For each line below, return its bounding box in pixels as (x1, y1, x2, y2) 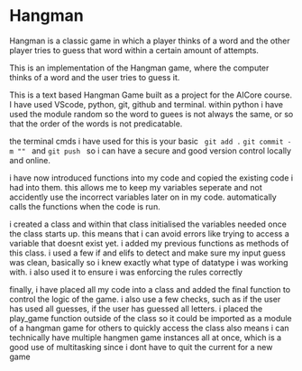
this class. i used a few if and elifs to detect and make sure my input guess (9, 247, 286, 258)
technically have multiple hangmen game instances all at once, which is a (9, 331, 282, 343)
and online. (9, 154, 51, 165)
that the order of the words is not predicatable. (9, 118, 183, 129)
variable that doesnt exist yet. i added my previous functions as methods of (9, 237, 289, 248)
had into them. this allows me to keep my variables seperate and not (9, 181, 263, 192)
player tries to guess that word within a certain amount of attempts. (9, 44, 260, 55)
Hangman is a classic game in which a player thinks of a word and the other (9, 35, 290, 46)
